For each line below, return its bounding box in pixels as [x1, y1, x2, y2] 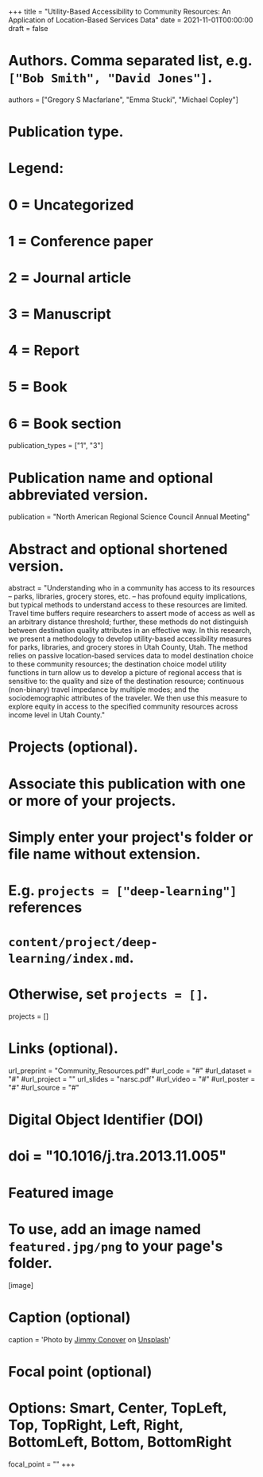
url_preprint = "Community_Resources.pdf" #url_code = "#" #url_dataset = [8, 1066, 253, 1075]
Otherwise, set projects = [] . [8, 985, 208, 1004]
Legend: [8, 159, 64, 178]
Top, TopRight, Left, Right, [8, 1416, 184, 1434]
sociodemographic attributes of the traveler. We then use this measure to [8, 693, 248, 703]
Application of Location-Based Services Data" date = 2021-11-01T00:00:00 [8, 15, 253, 25]
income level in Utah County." [8, 710, 106, 720]
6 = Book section [8, 414, 122, 433]
